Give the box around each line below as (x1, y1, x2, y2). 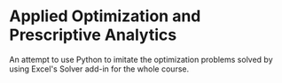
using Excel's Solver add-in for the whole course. (9, 64, 189, 74)
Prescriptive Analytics (9, 25, 177, 45)
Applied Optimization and (9, 6, 201, 26)
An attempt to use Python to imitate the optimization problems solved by (9, 54, 273, 64)
